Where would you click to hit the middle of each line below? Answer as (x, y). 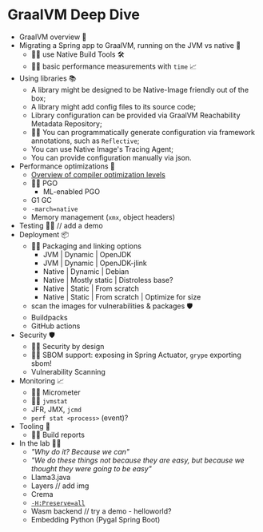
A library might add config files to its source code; (114, 106)
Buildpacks (50, 317)
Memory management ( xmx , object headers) (103, 216)
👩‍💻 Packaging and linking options (86, 246)
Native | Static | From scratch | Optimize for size (122, 296)
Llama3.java (51, 477)
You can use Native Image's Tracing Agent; (102, 149)
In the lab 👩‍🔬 (40, 443)
